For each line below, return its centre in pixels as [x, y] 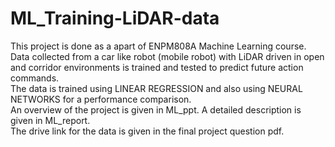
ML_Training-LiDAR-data [115, 18]
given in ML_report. [50, 120]
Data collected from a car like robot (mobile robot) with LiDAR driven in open [167, 56]
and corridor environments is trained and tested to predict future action [157, 67]
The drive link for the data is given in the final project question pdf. [147, 131]
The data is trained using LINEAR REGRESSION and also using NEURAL [156, 88]
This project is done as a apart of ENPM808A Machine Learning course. [158, 46]
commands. [35, 78]
